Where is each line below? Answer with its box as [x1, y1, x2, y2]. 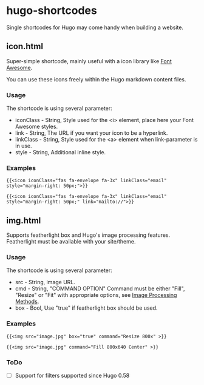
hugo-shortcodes [6, 4, 97, 18]
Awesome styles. [15, 123, 58, 131]
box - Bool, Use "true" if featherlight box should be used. [15, 304, 158, 312]
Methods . [15, 298, 39, 305]
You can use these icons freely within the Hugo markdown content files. [6, 75, 186, 83]
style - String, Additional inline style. [15, 149, 106, 156]
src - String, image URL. [15, 279, 76, 286]
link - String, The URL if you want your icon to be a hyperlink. [15, 129, 168, 137]
